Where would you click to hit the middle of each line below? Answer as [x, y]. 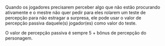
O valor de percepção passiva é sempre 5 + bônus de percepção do [76, 33]
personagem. [19, 38]
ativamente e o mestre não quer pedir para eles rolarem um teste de [75, 12]
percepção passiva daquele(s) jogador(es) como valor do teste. [71, 23]
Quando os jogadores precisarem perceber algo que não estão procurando [83, 7]
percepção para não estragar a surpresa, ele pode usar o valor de [73, 18]
